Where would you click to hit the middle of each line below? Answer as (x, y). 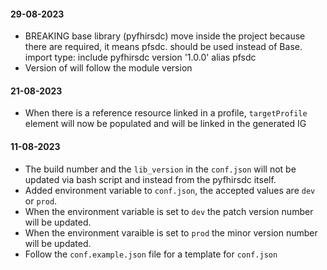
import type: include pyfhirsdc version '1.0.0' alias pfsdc (140, 57)
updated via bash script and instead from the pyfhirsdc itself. (150, 179)
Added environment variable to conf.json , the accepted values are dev (170, 190)
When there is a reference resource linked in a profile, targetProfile (166, 113)
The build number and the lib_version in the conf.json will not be (160, 169)
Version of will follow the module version (108, 68)
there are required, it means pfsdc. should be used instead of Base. (163, 47)
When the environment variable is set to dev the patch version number (169, 211)
